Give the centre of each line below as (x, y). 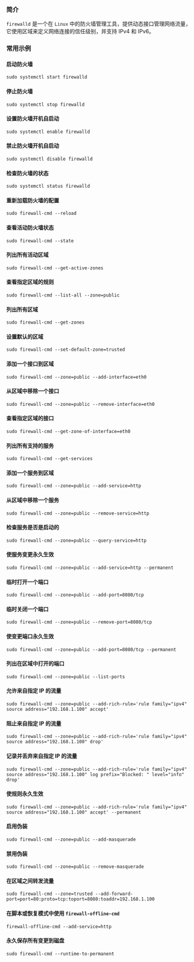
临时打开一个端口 (27, 582)
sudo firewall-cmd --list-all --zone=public (63, 295)
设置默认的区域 (25, 336)
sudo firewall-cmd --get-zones (45, 322)
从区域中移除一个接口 (33, 391)
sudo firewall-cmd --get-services (50, 459)
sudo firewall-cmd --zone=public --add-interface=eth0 (77, 377)
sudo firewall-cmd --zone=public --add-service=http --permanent (90, 568)
